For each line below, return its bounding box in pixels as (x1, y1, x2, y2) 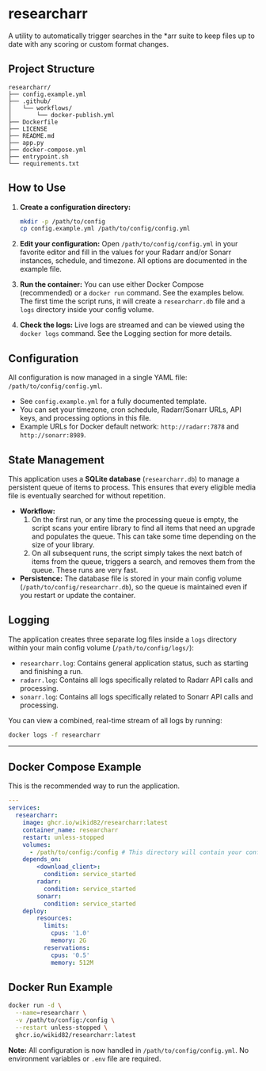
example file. (19, 265, 62, 274)
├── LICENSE (8, 124, 47, 133)
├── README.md (8, 131, 55, 139)
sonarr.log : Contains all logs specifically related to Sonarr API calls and (19, 692, 253, 701)
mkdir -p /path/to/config (19, 217, 105, 226)
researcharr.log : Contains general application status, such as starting (19, 658, 249, 668)
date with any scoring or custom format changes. (8, 39, 169, 48)
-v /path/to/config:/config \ (15, 1016, 115, 1024)
